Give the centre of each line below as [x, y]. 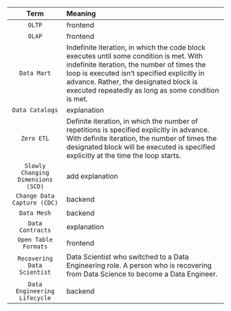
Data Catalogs [35, 110]
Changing [35, 173]
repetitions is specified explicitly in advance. [138, 130]
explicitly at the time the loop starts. [124, 155]
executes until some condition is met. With [134, 56]
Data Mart [35, 73]
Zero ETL [35, 138]
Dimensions [35, 180]
